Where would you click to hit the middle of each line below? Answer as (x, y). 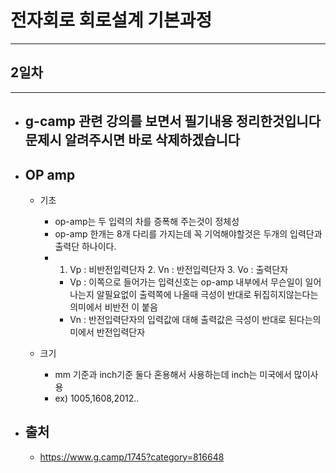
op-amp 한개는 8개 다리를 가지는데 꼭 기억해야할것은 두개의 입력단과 (188, 233)
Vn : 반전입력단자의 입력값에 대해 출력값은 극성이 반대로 (178, 319)
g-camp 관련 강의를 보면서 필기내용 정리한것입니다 (172, 121)
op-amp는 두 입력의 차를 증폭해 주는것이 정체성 (147, 221)
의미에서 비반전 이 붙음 (113, 307)
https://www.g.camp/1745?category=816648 (132, 457)
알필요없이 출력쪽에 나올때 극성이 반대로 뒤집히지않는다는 (207, 294)
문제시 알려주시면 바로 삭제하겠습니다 (132, 140)
